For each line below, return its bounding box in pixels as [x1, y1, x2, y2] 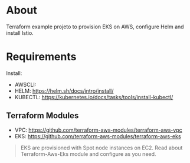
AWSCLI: [14, 81, 37, 88]
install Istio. [6, 29, 34, 36]
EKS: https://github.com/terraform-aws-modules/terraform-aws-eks [14, 132, 181, 139]
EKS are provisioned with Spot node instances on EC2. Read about [20, 144, 183, 151]
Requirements [6, 50, 77, 64]
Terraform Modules [6, 110, 79, 121]
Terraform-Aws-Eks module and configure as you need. [20, 150, 156, 157]
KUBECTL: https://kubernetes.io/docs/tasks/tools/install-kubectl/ [14, 93, 173, 100]
